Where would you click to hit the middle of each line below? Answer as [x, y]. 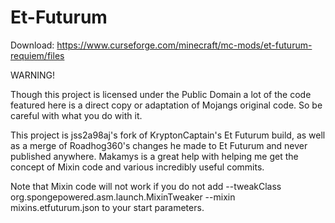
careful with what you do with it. [76, 115]
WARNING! [32, 75]
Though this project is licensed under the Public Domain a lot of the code [161, 94]
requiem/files [37, 55]
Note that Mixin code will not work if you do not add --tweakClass [146, 186]
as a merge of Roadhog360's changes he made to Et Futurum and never [159, 145]
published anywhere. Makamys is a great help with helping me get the [154, 156]
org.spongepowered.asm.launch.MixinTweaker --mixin [123, 197]
